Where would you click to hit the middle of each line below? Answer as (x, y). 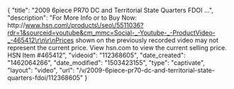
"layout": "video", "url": (41, 70)
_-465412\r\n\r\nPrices (41, 40)
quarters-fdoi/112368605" (45, 78)
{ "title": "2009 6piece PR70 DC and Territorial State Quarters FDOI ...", (111, 10)
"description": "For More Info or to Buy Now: (72, 18)
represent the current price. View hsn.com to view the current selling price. (117, 48)
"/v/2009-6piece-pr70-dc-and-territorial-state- (145, 70)
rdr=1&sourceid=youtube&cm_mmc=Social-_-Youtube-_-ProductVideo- (111, 32)
